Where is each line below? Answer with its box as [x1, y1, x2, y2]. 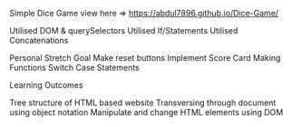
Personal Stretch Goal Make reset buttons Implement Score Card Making [9, 53, 281, 63]
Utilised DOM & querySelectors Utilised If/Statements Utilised [9, 25, 238, 35]
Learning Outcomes [9, 80, 83, 90]
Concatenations [9, 35, 69, 45]
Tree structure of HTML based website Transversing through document [9, 97, 277, 108]
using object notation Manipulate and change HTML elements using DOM [9, 107, 284, 117]
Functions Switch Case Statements [9, 63, 140, 73]
